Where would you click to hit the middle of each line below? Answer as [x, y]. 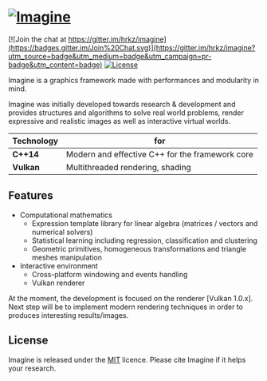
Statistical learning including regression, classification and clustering [144, 240]
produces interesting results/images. [69, 315]
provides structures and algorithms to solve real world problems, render [126, 113]
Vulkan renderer [58, 283]
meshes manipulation [67, 257]
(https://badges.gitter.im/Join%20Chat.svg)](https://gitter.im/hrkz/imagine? [132, 47]
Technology [35, 141]
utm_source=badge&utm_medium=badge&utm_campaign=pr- [110, 56]
